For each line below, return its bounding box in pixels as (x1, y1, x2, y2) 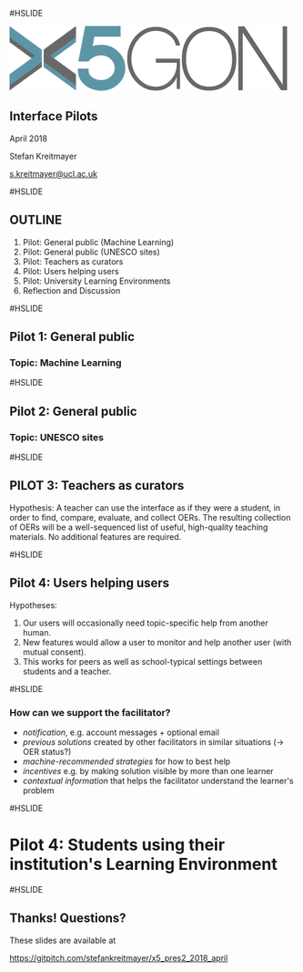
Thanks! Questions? (9, 911, 126, 926)
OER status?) (22, 746, 72, 757)
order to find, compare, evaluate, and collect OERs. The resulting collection (9, 512, 291, 522)
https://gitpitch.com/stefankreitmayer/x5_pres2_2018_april (9, 952, 228, 963)
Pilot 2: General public (9, 403, 138, 419)
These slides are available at (9, 935, 116, 946)
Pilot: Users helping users (22, 265, 120, 276)
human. (22, 626, 52, 637)
